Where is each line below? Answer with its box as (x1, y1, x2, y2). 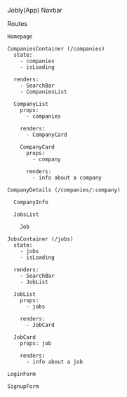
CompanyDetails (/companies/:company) (7, 187, 121, 194)
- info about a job (25, 358, 83, 365)
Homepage (7, 33, 33, 40)
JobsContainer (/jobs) (7, 236, 74, 243)
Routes (7, 20, 28, 27)
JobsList (13, 211, 39, 218)
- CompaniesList (20, 88, 68, 95)
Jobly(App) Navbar (7, 6, 63, 14)
